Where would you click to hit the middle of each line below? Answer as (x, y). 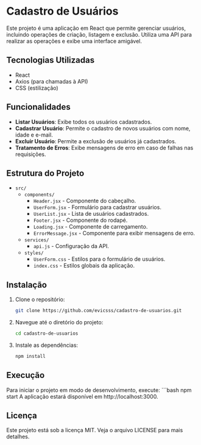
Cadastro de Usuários (62, 11)
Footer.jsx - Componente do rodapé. (80, 220)
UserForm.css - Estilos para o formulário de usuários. (99, 259)
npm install (30, 356)
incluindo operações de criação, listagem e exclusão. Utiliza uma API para (99, 34)
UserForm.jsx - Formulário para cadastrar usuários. (97, 207)
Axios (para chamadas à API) (51, 81)
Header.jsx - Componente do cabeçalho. (85, 201)
